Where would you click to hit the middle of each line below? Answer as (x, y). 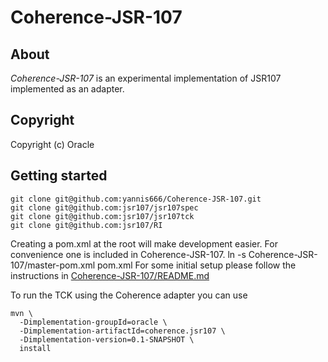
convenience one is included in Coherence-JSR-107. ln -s (128, 254)
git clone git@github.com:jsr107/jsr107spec (104, 207)
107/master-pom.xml (53, 265)
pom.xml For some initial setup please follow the (196, 265)
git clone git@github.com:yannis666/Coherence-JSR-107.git (136, 199)
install (35, 348)
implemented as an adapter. (67, 89)
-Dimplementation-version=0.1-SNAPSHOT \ (107, 339)
